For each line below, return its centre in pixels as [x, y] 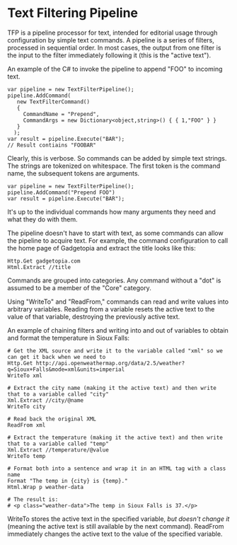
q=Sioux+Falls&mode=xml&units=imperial [66, 369]
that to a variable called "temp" [58, 444]
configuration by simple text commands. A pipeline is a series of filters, [111, 40]
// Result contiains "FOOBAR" [52, 145]
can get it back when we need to [57, 357]
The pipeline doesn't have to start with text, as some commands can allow [116, 233]
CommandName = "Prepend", [61, 114]
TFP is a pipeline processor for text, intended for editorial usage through [112, 33]
